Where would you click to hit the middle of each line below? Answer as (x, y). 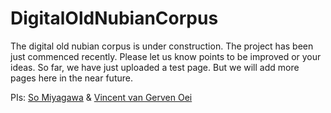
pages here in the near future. (71, 78)
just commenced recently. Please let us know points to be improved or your (166, 56)
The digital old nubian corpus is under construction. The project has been (162, 46)
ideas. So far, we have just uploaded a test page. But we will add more (155, 67)
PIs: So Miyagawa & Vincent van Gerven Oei (101, 97)
